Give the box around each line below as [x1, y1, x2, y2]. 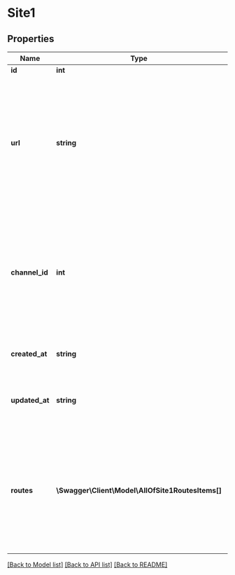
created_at [10, 349, 48, 359]
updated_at [10, 396, 50, 405]
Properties [7, 33, 55, 45]
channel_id [10, 268, 49, 277]
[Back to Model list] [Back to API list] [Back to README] [7, 560, 168, 569]
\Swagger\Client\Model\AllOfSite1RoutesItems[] [55, 485, 222, 495]
